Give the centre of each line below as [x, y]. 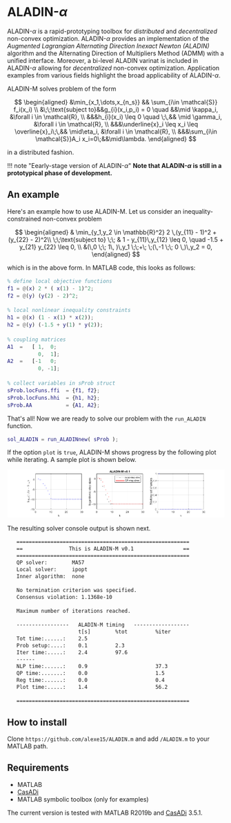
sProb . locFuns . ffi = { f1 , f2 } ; [53, 390]
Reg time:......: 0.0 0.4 [91, 681]
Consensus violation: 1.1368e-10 [64, 598]
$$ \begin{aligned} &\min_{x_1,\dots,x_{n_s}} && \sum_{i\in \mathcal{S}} [116, 102]
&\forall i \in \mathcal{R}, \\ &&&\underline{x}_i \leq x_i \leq [116, 124]
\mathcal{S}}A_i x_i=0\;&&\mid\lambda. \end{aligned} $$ [116, 138]
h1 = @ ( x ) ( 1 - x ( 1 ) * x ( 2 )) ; [51, 318]
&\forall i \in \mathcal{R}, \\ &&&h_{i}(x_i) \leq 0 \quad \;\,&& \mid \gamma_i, [116, 117]
